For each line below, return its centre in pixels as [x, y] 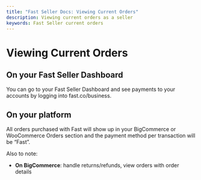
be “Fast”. [18, 142]
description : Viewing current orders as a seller [70, 17]
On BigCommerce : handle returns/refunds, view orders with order [97, 166]
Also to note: [22, 154]
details [23, 172]
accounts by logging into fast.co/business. [59, 96]
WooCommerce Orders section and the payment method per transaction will [101, 135]
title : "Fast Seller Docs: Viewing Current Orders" [72, 12]
